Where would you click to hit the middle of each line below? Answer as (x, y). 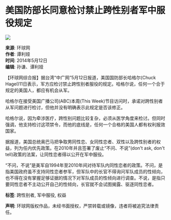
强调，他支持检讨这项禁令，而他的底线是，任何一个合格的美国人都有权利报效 (85, 124)
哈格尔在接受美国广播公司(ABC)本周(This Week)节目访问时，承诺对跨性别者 (84, 101)
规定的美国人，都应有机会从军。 (39, 90)
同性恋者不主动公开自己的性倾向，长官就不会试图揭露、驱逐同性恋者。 (83, 184)
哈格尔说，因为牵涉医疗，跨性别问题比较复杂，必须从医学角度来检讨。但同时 (85, 118)
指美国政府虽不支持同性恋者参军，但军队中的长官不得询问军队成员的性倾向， (85, 171)
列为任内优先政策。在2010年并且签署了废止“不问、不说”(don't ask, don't (89, 148)
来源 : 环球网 (18, 48)
